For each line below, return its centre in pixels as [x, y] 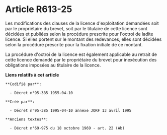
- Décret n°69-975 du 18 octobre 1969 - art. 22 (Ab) [67, 128]
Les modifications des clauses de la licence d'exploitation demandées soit [82, 23]
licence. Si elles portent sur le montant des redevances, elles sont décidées [83, 39]
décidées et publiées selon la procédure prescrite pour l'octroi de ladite [79, 34]
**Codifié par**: [23, 84]
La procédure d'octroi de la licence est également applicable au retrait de [81, 54]
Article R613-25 [39, 9]
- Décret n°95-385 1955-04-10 [41, 93]
